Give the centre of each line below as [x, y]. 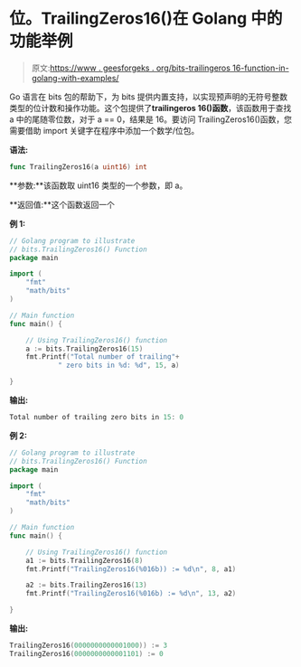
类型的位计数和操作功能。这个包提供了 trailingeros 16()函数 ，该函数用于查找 [150, 108]
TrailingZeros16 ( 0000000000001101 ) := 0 [87, 653]
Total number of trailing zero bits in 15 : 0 [96, 418]
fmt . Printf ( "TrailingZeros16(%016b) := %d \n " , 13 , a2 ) [131, 594]
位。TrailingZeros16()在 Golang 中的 [146, 19]
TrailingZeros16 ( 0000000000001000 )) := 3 [89, 646]
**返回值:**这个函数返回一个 [62, 204]
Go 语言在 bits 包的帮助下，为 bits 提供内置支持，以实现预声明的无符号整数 [149, 97]
